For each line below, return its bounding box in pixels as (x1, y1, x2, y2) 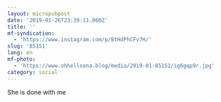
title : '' (7, 23, 36, 30)
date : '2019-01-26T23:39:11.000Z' (7, 17, 109, 24)
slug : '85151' (7, 43, 49, 50)
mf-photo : (7, 56, 36, 63)
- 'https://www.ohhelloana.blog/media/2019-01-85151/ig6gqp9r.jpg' (13, 62, 215, 69)
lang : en (7, 50, 33, 57)
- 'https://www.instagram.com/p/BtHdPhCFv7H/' (13, 36, 152, 43)
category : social (7, 68, 58, 75)
